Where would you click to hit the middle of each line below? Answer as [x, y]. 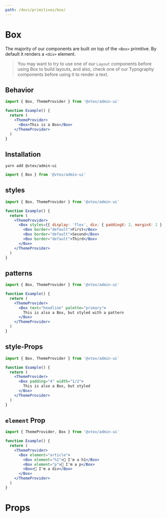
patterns [19, 273]
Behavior [19, 90]
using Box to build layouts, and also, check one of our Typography [85, 69]
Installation [23, 154]
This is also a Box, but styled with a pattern [73, 312]
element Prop [25, 420]
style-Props [24, 347]
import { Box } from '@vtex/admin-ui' [45, 175]
